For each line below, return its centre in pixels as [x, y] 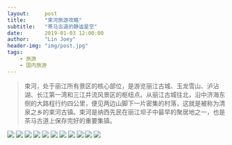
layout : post [32, 14]
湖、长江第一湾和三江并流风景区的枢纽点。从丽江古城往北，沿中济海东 [125, 94]
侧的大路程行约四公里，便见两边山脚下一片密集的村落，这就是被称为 [122, 103]
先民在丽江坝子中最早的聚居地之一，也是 [167, 112]
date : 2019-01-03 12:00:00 [56, 33]
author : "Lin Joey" [42, 40]
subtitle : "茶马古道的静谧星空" [52, 26]
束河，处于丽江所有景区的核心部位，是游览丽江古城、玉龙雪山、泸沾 [122, 86]
